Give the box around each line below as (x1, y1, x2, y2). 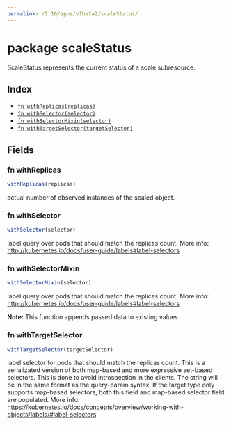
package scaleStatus (7, 40, 132, 56)
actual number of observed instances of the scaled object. (7, 193, 175, 202)
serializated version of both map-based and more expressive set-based (7, 366, 213, 374)
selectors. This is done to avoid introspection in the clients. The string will (7, 374, 218, 382)
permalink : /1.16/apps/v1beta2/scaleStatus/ (7, 10, 138, 17)
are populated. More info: (7, 396, 80, 404)
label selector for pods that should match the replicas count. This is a (7, 359, 205, 367)
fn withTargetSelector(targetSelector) (17, 125, 134, 132)
